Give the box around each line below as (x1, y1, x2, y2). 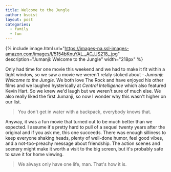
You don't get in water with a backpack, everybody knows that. (17, 109, 152, 115)
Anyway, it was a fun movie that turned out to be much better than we (5, 119, 153, 124)
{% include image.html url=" (5, 46, 65, 51)
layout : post (5, 17, 33, 22)
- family (10, 27, 29, 32)
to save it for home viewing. (5, 152, 64, 157)
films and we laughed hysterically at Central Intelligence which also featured (5, 82, 166, 89)
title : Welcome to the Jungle (5, 7, 70, 13)
